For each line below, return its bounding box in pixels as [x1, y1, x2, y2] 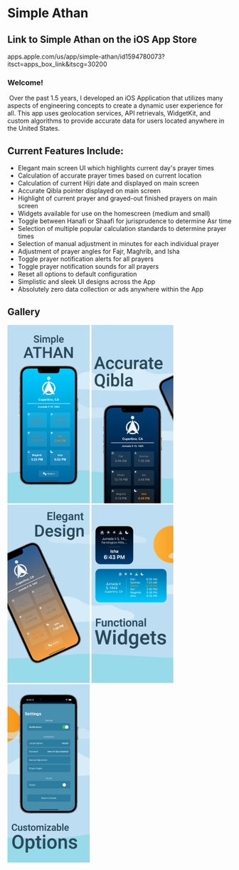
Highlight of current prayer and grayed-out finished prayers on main [17, 194, 218, 203]
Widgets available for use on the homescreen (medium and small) [17, 209, 211, 218]
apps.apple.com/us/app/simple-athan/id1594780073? [7, 52, 165, 61]
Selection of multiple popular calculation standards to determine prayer [17, 225, 227, 233]
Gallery [7, 305, 41, 318]
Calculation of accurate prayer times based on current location [17, 171, 202, 180]
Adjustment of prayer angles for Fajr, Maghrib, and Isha [17, 247, 180, 256]
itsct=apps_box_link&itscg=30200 [7, 60, 107, 68]
